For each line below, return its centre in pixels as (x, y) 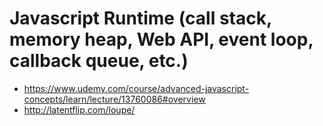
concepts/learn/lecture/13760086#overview (114, 99)
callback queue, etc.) (99, 61)
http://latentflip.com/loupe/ (79, 109)
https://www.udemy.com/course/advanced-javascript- (136, 88)
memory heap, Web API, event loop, (161, 39)
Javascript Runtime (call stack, (140, 18)
